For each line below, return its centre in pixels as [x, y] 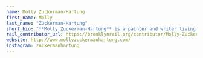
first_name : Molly [29, 18]
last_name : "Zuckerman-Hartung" [47, 23]
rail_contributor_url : [35, 34]
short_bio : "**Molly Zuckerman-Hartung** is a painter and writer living [101, 29]
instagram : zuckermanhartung [43, 46]
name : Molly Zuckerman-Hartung [46, 12]
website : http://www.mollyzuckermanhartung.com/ [69, 40]
